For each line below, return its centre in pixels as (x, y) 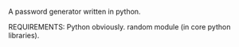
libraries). (24, 35)
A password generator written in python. (74, 12)
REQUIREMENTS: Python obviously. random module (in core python (119, 27)
